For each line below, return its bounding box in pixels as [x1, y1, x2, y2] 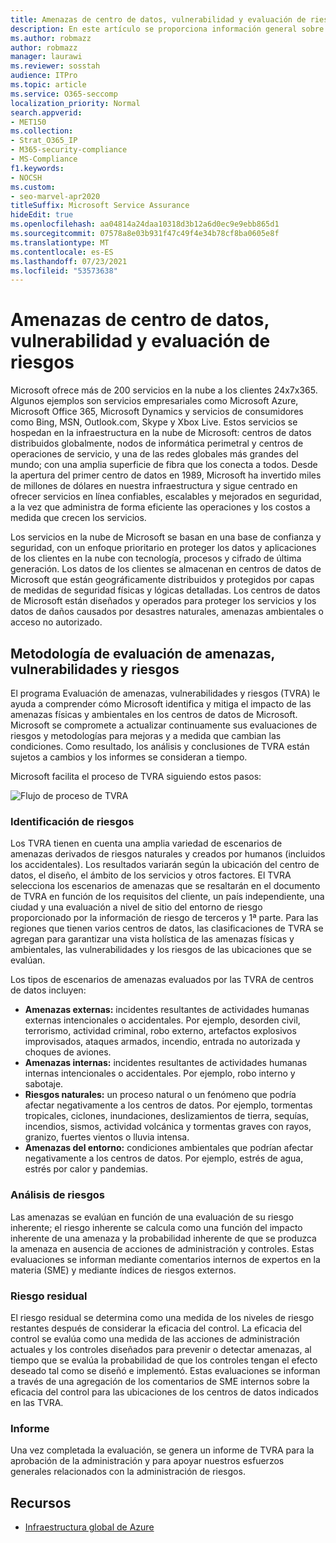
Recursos [10, 1494, 72, 1511]
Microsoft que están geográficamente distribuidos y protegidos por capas [10, 574, 315, 586]
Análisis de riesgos [10, 1188, 105, 1202]
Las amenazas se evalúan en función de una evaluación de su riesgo [10, 1211, 295, 1223]
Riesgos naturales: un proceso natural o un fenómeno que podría [24, 1089, 297, 1101]
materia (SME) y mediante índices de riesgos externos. [10, 1264, 237, 1276]
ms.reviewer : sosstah [10, 61, 101, 71]
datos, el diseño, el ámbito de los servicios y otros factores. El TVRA [10, 869, 292, 881]
